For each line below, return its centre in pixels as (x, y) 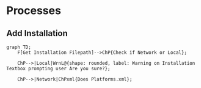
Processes (34, 11)
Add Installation (37, 33)
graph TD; (19, 47)
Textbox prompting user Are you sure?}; (59, 68)
